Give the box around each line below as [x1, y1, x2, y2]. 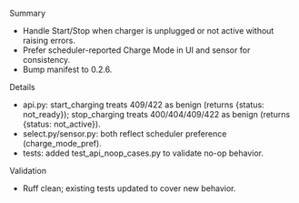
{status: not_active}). [22, 118, 102, 129]
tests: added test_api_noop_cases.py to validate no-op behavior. [22, 147, 264, 158]
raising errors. [22, 36, 75, 46]
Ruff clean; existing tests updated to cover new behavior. [22, 183, 236, 194]
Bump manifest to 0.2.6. [22, 64, 113, 75]
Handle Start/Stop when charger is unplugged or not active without [22, 25, 274, 36]
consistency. [22, 55, 71, 65]
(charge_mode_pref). [22, 138, 102, 148]
